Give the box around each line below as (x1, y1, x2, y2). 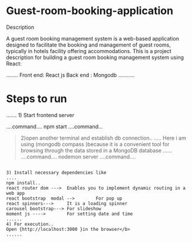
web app (6, 190, 25, 196)
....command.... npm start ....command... (6, 122, 103, 130)
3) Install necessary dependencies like (6, 170, 107, 175)
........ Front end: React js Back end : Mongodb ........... (6, 71, 135, 78)
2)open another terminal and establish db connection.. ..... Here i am (20, 134, 187, 141)
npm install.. (6, 180, 41, 186)
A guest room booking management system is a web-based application (6, 35, 180, 42)
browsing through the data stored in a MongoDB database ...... (20, 147, 172, 154)
